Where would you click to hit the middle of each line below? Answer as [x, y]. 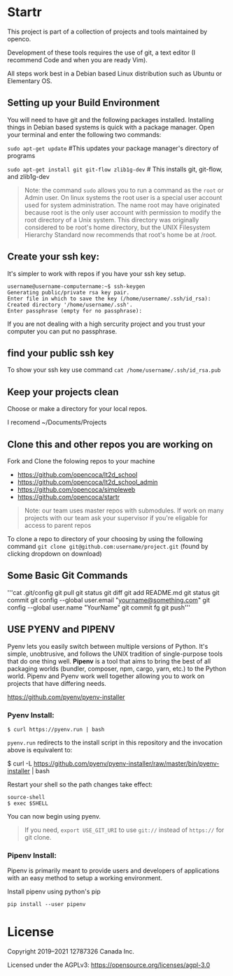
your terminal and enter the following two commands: [84, 134]
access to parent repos [58, 525]
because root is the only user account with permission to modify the [123, 212]
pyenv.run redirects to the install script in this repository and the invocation [115, 742]
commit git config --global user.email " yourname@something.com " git [108, 600]
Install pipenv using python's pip [54, 891]
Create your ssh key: [54, 257]
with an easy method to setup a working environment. [85, 878]
